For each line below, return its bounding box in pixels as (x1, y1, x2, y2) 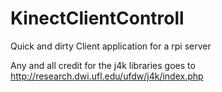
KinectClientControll (10, 7, 185, 30)
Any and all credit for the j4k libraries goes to (10, 59, 196, 71)
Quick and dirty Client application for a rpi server (10, 40, 212, 52)
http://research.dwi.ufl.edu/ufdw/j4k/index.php (10, 70, 204, 82)
